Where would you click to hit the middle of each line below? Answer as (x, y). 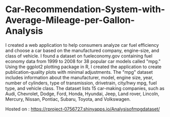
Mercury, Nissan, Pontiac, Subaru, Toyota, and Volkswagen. (68, 99)
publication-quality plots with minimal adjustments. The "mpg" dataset (79, 72)
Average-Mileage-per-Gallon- (70, 20)
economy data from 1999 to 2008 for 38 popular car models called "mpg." (83, 61)
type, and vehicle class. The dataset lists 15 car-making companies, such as (85, 88)
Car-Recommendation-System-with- (85, 9)
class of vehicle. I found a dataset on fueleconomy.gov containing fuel (79, 56)
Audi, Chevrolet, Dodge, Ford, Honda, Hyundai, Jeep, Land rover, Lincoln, (82, 94)
